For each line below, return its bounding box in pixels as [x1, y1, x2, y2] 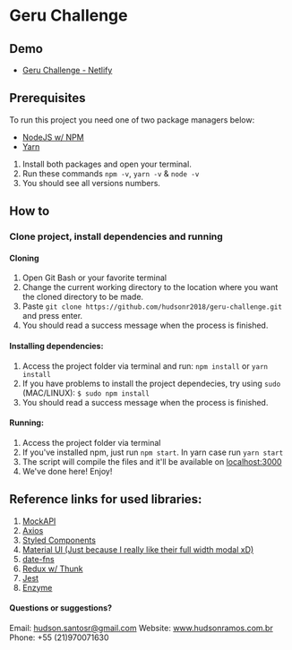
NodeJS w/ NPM [21, 132, 84, 142]
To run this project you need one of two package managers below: [9, 114, 255, 125]
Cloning [9, 252, 39, 263]
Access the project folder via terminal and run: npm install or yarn [21, 360, 269, 372]
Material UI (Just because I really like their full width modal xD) [21, 543, 254, 555]
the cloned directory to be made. [21, 292, 144, 303]
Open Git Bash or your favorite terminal [21, 272, 167, 283]
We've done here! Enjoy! [21, 466, 113, 476]
